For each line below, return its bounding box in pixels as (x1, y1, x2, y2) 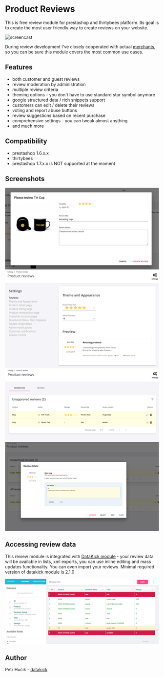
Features (5, 63, 33, 71)
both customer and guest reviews (12, 76, 80, 82)
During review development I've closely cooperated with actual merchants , (5, 44, 156, 49)
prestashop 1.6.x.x (12, 150, 49, 156)
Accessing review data (5, 541, 76, 549)
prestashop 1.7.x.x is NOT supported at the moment (12, 160, 116, 166)
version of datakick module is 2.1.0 (5, 569, 75, 575)
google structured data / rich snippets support (12, 97, 105, 103)
